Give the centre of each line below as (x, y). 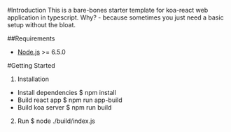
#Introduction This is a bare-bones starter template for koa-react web (108, 10)
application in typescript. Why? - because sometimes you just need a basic (115, 17)
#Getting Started (31, 65)
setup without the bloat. (41, 25)
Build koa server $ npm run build (64, 107)
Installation (33, 79)
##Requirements (31, 38)
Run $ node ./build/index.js (56, 121)
